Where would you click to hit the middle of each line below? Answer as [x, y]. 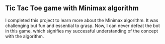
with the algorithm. [25, 36]
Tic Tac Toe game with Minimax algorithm [72, 8]
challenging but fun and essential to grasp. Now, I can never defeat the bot [82, 25]
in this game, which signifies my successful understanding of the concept [82, 31]
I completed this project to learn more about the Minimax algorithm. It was [82, 20]
